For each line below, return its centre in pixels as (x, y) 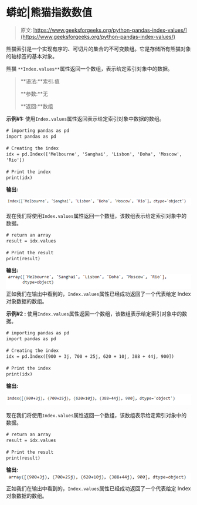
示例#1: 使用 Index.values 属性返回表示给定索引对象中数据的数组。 (85, 118)
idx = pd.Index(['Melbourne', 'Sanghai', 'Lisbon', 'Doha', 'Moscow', (94, 154)
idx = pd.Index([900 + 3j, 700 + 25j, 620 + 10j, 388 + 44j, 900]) (90, 356)
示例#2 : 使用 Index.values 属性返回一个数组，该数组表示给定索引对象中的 (94, 314)
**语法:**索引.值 (40, 81)
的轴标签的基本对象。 (32, 56)
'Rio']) (16, 160)
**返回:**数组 (37, 106)
